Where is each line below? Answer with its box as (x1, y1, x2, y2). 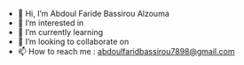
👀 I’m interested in (17, 18, 84, 28)
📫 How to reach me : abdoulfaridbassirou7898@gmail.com (17, 47, 235, 56)
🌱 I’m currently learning (17, 27, 104, 37)
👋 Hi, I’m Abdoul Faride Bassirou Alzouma (17, 9, 170, 18)
